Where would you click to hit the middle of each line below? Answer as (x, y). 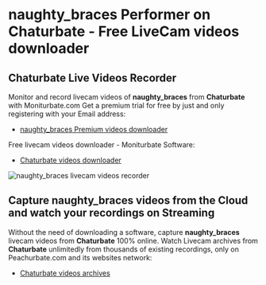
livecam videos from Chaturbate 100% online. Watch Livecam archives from (133, 240)
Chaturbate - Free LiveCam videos (124, 31)
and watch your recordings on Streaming (112, 213)
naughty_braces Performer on (110, 15)
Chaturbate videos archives (65, 273)
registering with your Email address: (67, 114)
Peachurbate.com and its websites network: (80, 257)
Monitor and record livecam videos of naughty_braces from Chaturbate (127, 97)
